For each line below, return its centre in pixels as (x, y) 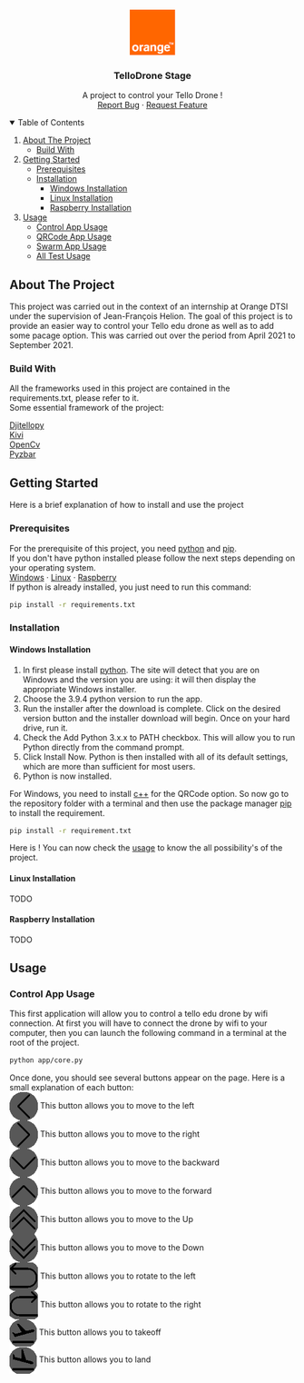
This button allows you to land (95, 1359)
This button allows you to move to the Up (116, 1219)
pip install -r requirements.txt (73, 604)
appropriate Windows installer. (79, 689)
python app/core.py (46, 1060)
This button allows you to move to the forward (126, 1191)
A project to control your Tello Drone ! (152, 95)
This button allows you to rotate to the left (118, 1276)
